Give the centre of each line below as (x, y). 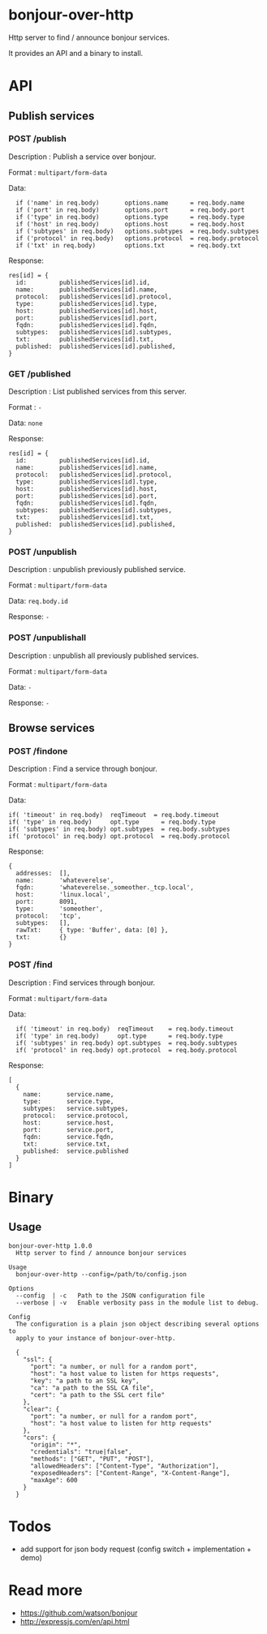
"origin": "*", (56, 1445)
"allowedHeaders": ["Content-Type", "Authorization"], (125, 1466)
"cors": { (40, 1438)
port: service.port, (69, 1129)
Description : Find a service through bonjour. (83, 769)
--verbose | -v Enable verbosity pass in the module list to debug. (138, 1303)
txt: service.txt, (67, 1144)
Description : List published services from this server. (97, 392)
